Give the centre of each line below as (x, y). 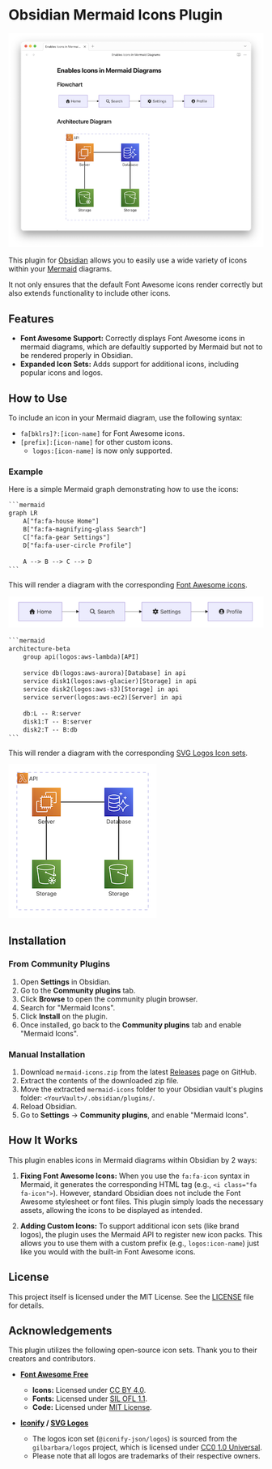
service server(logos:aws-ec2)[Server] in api (103, 698)
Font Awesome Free (54, 1374)
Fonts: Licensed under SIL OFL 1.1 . (90, 1399)
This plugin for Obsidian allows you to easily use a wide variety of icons (128, 260)
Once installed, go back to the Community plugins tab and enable (131, 1025)
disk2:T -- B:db (51, 730)
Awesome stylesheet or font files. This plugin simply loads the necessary (142, 1202)
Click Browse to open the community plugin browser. (109, 999)
